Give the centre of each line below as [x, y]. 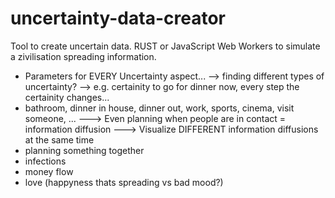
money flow [49, 171]
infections [45, 161]
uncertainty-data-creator [118, 18]
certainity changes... [67, 97]
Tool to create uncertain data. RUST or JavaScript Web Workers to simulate [165, 46]
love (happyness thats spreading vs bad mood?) [124, 182]
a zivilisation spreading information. [83, 56]
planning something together [84, 150]
